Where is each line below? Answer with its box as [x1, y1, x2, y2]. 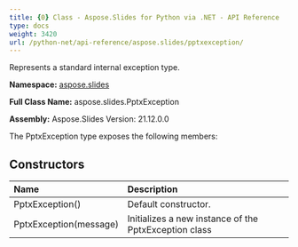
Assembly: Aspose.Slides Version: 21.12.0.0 [9, 114, 170, 124]
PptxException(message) [13, 219, 120, 231]
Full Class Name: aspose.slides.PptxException [9, 97, 180, 108]
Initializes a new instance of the [127, 212, 259, 225]
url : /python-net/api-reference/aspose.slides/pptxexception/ [9, 37, 244, 47]
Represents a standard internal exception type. [9, 62, 180, 73]
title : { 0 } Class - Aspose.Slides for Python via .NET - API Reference [9, 12, 279, 22]
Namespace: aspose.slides [9, 79, 110, 90]
